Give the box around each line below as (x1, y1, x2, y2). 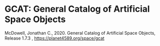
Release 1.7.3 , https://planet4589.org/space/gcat (4, 35, 104, 41)
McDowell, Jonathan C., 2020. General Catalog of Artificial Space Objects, (4, 30, 156, 36)
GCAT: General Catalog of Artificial (4, 3, 150, 15)
